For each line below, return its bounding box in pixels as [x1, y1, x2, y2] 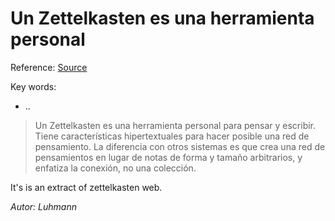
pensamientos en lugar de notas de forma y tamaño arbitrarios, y [34, 151, 303, 163]
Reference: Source [10, 61, 88, 73]
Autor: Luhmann [10, 200, 77, 212]
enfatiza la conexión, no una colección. [34, 162, 197, 174]
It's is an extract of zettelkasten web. [10, 181, 163, 193]
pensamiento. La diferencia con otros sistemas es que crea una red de [34, 140, 326, 152]
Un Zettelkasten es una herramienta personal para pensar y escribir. [34, 119, 317, 131]
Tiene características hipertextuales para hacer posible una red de [34, 130, 310, 142]
